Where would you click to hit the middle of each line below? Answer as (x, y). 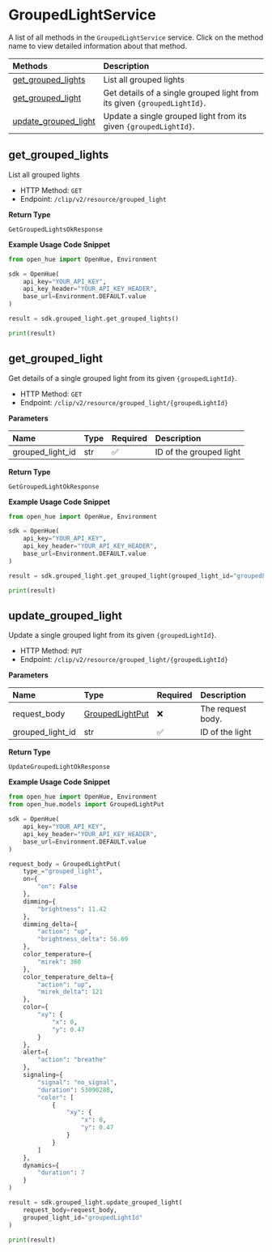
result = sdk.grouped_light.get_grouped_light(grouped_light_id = (121, 576)
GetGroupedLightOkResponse (54, 487)
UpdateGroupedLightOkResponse (59, 767)
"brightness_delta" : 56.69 (83, 939)
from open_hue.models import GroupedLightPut (86, 805)
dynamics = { (41, 1165)
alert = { (36, 1052)
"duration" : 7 (61, 1173)
